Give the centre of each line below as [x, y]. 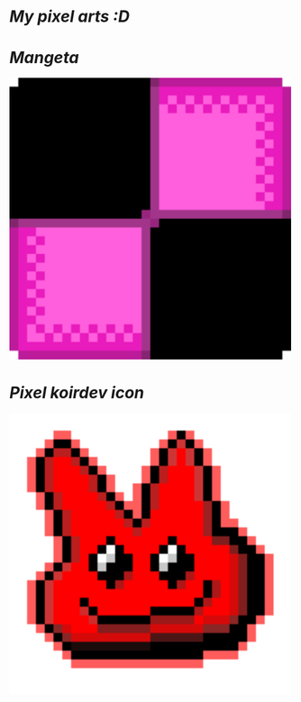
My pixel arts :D [70, 17]
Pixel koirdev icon [77, 393]
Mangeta [44, 58]
